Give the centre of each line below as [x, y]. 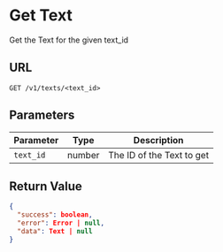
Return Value [46, 186]
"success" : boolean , [55, 215]
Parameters [42, 115]
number [83, 155]
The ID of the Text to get [159, 155]
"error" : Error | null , [61, 223]
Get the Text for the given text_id [69, 40]
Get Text [41, 15]
